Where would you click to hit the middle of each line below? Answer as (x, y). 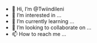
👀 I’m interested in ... (36, 15)
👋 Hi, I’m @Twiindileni (38, 9)
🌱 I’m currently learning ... (43, 21)
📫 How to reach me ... (39, 34)
